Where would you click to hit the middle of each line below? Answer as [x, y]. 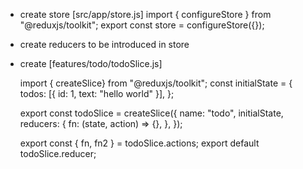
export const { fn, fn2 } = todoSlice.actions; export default [139, 143]
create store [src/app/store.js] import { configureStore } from [145, 14]
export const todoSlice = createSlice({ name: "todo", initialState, [151, 113]
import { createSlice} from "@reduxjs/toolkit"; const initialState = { [156, 83]
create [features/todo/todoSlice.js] [91, 63]
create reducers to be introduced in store [104, 44]
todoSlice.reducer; [58, 153]
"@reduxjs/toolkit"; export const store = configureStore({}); [142, 25]
